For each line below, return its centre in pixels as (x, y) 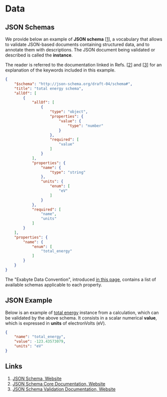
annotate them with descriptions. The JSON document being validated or (80, 50)
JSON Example (29, 300)
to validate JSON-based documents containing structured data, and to (77, 44)
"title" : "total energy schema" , (49, 88)
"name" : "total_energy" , (40, 337)
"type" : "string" (68, 172)
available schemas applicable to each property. (54, 284)
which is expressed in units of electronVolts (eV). (56, 323)
